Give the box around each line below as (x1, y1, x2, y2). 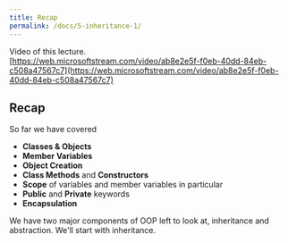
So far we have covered (9, 124, 97, 135)
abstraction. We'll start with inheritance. (9, 225, 157, 236)
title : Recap (9, 13, 58, 22)
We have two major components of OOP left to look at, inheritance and (9, 215, 270, 226)
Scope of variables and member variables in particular (21, 180, 224, 190)
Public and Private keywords (21, 189, 130, 199)
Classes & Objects (21, 141, 92, 152)
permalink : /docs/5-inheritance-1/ (9, 21, 142, 30)
